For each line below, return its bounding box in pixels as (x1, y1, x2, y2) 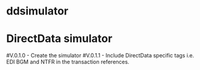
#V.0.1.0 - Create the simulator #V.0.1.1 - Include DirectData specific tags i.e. (6, 52, 195, 59)
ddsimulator (6, 4, 68, 18)
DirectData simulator (6, 32, 113, 46)
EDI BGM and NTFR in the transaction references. (6, 59, 130, 66)
